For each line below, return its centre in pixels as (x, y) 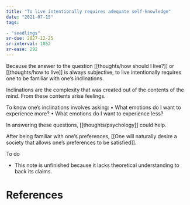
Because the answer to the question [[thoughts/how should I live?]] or (90, 66)
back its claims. (33, 171)
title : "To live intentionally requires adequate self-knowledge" (89, 11)
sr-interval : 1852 (28, 44)
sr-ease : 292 (22, 49)
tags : (13, 22)
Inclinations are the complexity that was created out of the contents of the (95, 90)
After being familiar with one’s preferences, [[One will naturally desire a (91, 136)
